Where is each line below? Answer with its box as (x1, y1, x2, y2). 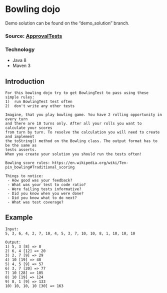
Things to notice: (5, 173, 43, 178)
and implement (5, 134, 35, 139)
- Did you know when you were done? (7, 191, 84, 196)
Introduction (5, 77, 45, 85)
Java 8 (12, 57, 26, 63)
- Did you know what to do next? (7, 195, 77, 200)
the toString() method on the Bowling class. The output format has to (5, 138, 157, 143)
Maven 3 (12, 62, 31, 68)
